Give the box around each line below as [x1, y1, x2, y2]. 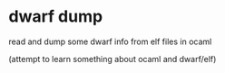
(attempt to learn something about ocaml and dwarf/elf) [8, 53, 217, 64]
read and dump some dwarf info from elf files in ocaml [8, 36, 212, 47]
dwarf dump [8, 6, 103, 27]
